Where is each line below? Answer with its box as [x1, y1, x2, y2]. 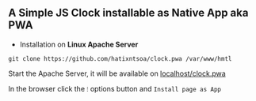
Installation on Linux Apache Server [19, 39, 139, 49]
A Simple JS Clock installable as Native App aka [8, 6, 249, 20]
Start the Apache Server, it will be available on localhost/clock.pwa [8, 69, 226, 78]
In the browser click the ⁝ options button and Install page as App [8, 84, 222, 93]
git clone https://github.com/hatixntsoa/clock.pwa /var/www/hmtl [8, 54, 232, 62]
